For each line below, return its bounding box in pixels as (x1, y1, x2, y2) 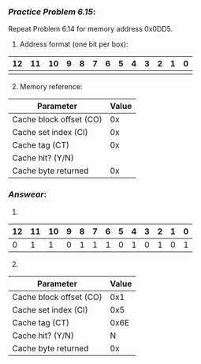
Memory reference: (19, 82, 83, 92)
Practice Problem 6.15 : (8, 6, 96, 17)
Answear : (8, 189, 47, 200)
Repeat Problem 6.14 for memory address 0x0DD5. (8, 24, 173, 34)
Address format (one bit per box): (19, 39, 128, 49)
